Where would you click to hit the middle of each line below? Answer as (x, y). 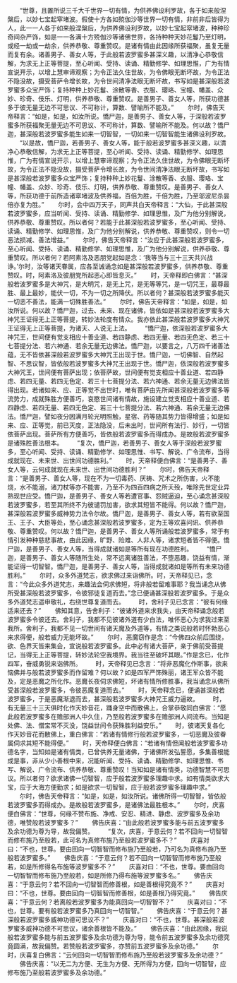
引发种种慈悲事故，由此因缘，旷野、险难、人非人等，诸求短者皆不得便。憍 (121, 540)
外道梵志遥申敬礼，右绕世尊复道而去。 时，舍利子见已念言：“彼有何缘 (121, 602)
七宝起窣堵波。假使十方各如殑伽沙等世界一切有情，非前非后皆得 (130, 19)
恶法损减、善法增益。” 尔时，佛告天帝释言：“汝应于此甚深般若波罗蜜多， (117, 240)
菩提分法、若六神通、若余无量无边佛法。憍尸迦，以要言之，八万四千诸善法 (121, 346)
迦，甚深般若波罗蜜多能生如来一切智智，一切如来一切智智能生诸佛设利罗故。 (119, 134)
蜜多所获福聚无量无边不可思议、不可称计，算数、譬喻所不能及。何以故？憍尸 (119, 125)
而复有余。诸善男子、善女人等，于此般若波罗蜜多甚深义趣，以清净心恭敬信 (115, 54)
